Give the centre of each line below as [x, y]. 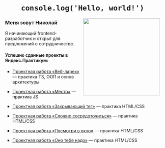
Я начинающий [21, 34]
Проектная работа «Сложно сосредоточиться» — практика [75, 116]
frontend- [47, 34]
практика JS [25, 97]
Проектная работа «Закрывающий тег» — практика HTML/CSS [78, 106]
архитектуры [26, 82]
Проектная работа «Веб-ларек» [46, 71]
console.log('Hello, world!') [82, 8]
